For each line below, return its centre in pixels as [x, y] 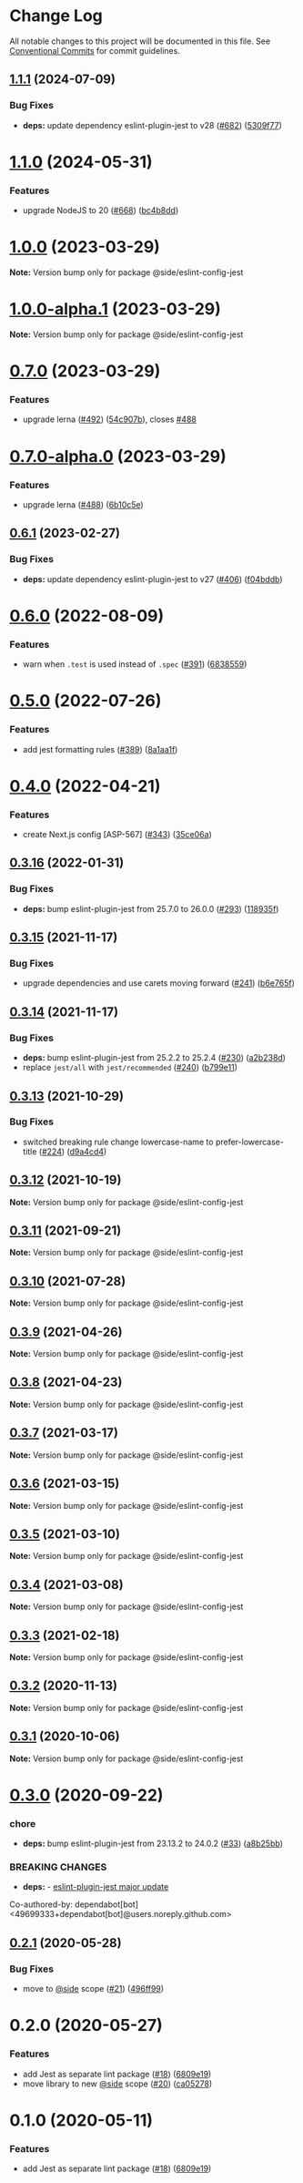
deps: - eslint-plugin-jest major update [96, 1887]
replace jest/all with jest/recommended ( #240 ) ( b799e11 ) [130, 1068]
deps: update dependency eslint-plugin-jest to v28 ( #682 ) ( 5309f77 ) [152, 125]
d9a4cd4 [87, 1151]
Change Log [56, 16]
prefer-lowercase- [250, 1142]
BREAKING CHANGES [58, 1867]
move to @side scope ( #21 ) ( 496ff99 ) [93, 1989]
